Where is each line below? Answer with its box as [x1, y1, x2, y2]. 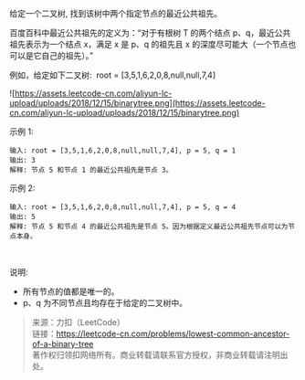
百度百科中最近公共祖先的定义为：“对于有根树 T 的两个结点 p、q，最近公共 [9, 27, 291, 38]
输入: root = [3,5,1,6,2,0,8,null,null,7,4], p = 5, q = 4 [9, 203, 237, 212]
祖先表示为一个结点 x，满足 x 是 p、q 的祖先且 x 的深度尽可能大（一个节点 [9, 39, 289, 49]
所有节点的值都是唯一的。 [22, 286, 120, 297]
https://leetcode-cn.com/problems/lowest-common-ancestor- [56, 328, 290, 339]
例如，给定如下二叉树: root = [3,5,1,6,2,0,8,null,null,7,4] [9, 69, 216, 80]
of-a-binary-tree [31, 339, 94, 349]
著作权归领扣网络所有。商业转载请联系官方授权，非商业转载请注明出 [31, 350, 289, 360]
